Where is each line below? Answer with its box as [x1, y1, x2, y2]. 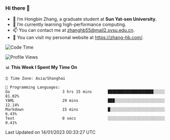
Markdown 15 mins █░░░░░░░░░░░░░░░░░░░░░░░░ [5, 107, 165, 112]
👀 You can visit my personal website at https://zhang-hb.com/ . [12, 34, 144, 41]
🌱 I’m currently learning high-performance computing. [12, 21, 126, 27]
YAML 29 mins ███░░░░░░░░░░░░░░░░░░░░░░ [5, 98, 165, 103]
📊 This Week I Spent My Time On [5, 64, 77, 71]
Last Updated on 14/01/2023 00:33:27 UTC [5, 129, 96, 135]
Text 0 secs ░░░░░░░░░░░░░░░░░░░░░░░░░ [5, 116, 165, 121]
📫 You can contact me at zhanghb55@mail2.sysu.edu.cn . [12, 27, 135, 33]
